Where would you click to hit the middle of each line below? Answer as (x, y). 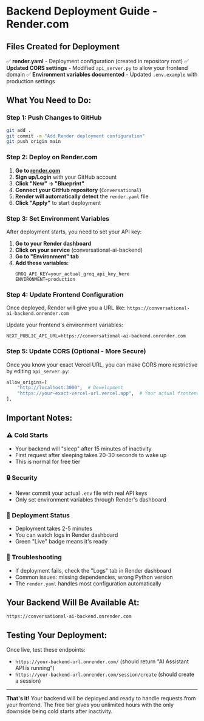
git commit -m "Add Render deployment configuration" (76, 136)
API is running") (35, 668)
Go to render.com (38, 170)
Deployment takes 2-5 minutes (54, 529)
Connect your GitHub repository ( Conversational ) (78, 190)
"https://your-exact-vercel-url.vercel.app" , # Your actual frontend (108, 393)
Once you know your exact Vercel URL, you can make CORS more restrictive (102, 364)
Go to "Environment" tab (47, 256)
